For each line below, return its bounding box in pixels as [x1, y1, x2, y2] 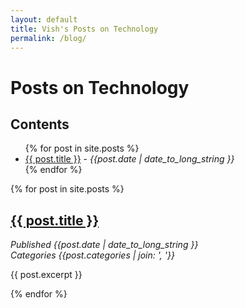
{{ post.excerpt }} [10, 269, 83, 281]
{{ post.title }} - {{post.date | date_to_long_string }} [24, 153, 235, 165]
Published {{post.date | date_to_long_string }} [10, 239, 199, 251]
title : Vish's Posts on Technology [10, 24, 159, 34]
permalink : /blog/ [10, 33, 87, 43]
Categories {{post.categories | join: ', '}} [10, 249, 175, 261]
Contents [10, 116, 70, 133]
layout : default [10, 14, 78, 25]
